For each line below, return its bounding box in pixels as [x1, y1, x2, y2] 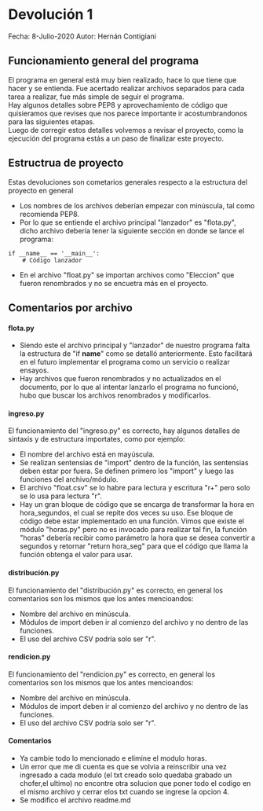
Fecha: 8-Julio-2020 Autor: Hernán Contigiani [8, 31, 157, 41]
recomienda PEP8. [19, 209, 80, 218]
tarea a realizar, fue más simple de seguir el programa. [8, 92, 184, 101]
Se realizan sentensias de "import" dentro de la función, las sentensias [19, 458, 249, 468]
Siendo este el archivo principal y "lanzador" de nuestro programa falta [19, 340, 250, 350]
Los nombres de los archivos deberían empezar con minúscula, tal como [19, 200, 255, 210]
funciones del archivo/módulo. [19, 475, 119, 484]
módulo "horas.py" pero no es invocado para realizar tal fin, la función [19, 525, 247, 534]
